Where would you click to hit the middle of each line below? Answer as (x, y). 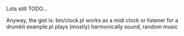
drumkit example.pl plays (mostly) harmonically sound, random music (92, 27)
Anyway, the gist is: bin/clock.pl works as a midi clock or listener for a (92, 20)
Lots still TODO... (27, 9)
